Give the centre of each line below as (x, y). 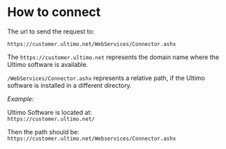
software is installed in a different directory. (70, 85)
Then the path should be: (44, 132)
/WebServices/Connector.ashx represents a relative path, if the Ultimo (106, 78)
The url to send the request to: (51, 31)
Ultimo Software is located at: (50, 112)
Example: (21, 99)
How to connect (54, 12)
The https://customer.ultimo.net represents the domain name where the (113, 57)
